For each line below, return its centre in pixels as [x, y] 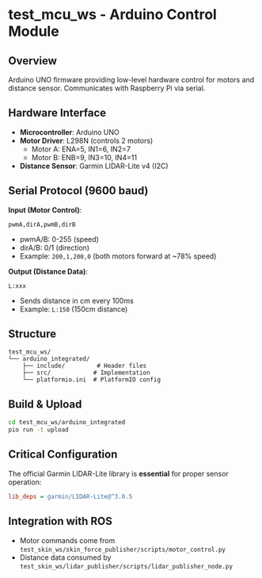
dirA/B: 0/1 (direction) [54, 247]
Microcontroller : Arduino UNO [70, 132]
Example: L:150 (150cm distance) [74, 309]
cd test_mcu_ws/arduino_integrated [67, 423]
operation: [25, 482]
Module [34, 31]
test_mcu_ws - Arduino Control [113, 15]
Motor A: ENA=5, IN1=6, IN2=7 [81, 149]
